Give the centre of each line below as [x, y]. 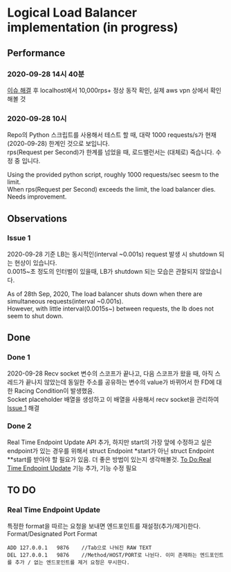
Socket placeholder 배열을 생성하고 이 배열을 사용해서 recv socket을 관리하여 [113, 399]
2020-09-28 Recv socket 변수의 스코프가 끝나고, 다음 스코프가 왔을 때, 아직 [110, 373]
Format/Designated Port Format [52, 533]
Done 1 [19, 358]
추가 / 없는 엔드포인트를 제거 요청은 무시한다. [72, 562]
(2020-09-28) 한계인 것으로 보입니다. [58, 144]
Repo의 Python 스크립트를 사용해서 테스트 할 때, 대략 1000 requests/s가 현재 [112, 135]
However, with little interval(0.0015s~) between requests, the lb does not [111, 308]
